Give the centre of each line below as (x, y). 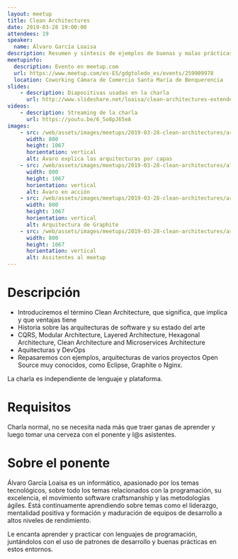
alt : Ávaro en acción (58, 192)
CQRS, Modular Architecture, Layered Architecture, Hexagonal (109, 334)
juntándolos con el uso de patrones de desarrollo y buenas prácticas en (112, 541)
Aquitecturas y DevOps (51, 350)
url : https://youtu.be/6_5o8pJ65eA (79, 119)
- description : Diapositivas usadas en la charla (95, 93)
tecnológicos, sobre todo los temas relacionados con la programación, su (114, 490)
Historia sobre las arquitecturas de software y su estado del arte (111, 327)
